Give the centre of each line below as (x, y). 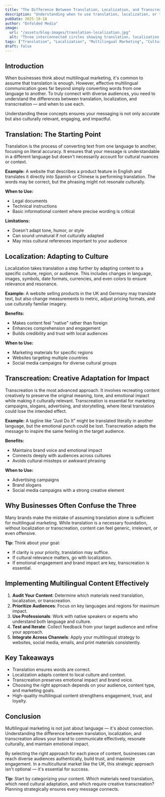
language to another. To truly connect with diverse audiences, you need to (80, 93)
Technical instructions (35, 206)
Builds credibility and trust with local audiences (60, 334)
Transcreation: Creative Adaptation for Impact (77, 379)
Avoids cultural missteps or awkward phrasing (59, 460)
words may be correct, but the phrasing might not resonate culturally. (75, 182)
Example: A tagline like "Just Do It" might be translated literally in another (79, 421)
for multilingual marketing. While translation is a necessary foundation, (76, 522)
